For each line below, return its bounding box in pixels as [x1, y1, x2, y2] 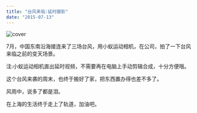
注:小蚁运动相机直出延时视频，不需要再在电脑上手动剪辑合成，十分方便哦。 [6, 63, 190, 70]
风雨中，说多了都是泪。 [6, 88, 63, 95]
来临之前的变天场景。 [6, 50, 58, 57]
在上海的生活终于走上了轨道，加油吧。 [6, 100, 100, 107]
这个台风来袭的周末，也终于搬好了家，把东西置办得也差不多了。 [6, 75, 162, 82]
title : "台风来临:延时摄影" [6, 8, 68, 15]
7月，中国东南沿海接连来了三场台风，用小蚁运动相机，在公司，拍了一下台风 [6, 43, 191, 50]
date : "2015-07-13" [6, 14, 55, 20]
